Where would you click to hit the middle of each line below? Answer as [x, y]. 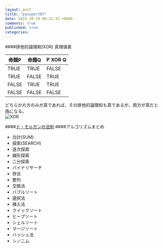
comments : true [20, 23]
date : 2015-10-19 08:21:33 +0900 [39, 19]
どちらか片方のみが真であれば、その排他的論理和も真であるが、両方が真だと [82, 105]
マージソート [25, 228]
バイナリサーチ [27, 167]
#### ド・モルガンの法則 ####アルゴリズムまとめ [55, 127]
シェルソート [25, 222]
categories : [17, 32]
